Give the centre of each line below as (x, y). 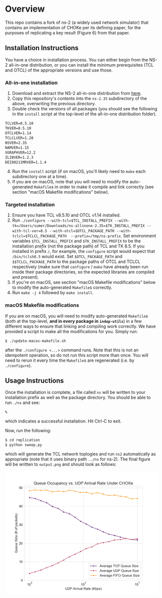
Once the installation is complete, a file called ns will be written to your (75, 392)
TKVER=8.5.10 (18, 128)
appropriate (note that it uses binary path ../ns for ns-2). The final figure (78, 459)
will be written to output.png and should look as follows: (61, 464)
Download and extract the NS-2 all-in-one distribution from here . (77, 93)
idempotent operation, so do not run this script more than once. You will (77, 355)
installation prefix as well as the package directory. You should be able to (78, 398)
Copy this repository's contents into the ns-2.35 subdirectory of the (79, 99)
